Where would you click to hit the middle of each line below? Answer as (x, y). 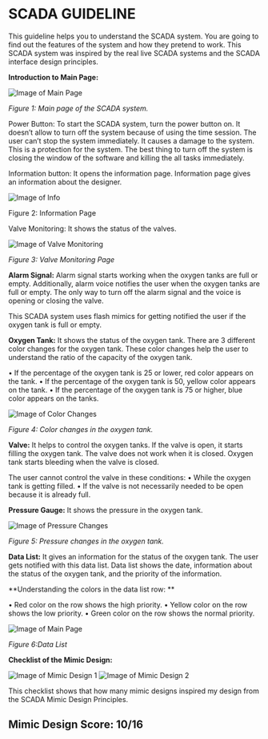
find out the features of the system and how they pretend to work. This (125, 44)
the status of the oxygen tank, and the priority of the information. (115, 573)
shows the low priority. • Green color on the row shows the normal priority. (132, 613)
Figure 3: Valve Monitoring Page (62, 259)
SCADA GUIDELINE (72, 14)
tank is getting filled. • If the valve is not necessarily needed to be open (126, 486)
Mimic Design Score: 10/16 (76, 725)
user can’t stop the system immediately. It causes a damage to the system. (131, 140)
